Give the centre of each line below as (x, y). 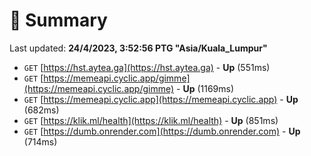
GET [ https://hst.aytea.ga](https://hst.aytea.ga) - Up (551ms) (147, 67)
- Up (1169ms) (205, 88)
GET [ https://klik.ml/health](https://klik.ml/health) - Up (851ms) (151, 120)
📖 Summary (58, 20)
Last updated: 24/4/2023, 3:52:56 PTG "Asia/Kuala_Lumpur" (138, 48)
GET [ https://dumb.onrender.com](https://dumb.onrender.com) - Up (162, 131)
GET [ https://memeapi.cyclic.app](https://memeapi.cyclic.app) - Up (161, 99)
